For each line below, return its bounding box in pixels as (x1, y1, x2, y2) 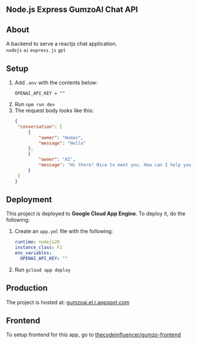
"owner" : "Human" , (38, 134, 84, 140)
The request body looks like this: (14, 107, 94, 114)
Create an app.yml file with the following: (14, 228, 113, 235)
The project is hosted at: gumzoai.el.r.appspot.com (6, 299, 129, 306)
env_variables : (14, 250, 52, 256)
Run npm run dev (14, 101, 55, 108)
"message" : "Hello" (38, 140, 86, 146)
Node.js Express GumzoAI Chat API (6, 5, 138, 15)
